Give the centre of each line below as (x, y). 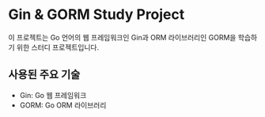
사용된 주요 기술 (44, 75)
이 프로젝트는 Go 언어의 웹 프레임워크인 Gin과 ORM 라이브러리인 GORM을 (122, 37)
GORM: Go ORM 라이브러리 (63, 105)
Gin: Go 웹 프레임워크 (53, 95)
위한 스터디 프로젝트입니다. (58, 47)
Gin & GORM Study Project (97, 15)
